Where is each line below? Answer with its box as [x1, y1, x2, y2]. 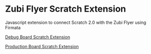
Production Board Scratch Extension [5, 43, 79, 49]
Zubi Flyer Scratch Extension [5, 3, 126, 15]
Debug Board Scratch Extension [5, 34, 71, 40]
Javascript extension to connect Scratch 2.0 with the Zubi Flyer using [5, 19, 147, 25]
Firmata [5, 24, 21, 30]
